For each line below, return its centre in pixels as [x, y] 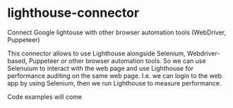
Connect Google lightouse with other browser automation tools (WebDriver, [117, 32]
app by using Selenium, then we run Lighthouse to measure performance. [114, 83]
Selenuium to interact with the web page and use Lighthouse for [101, 68]
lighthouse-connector [73, 13]
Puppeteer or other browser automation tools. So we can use [117, 60]
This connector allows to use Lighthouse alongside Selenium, [96, 53]
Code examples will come [45, 97]
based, [17, 60]
